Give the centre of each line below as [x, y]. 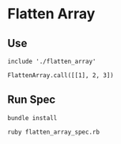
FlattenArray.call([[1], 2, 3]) [60, 76]
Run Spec [32, 100]
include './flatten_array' [52, 61]
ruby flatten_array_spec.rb [54, 132]
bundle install [32, 118]
